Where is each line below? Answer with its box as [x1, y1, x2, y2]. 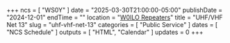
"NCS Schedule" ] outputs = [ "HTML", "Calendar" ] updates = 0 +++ [6, 28, 204, 36]
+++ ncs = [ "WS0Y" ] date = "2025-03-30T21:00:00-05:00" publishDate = [6, 6, 223, 14]
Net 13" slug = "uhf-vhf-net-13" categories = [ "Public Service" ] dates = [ [6, 21, 218, 28]
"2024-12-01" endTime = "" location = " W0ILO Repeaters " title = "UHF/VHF [6, 13, 223, 21]
